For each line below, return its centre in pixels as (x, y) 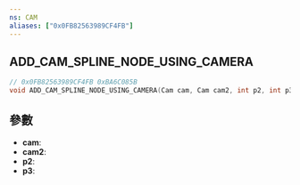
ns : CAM (24, 17)
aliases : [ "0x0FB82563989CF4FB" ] (71, 26)
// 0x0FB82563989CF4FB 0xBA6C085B (74, 82)
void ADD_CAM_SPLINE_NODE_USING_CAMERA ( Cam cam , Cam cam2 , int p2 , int (145, 91)
